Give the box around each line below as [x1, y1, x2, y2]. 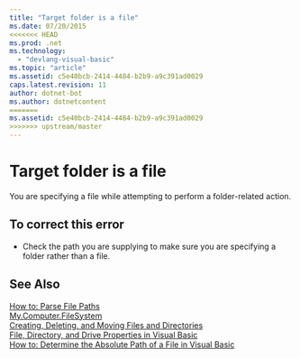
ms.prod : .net [9, 38, 63, 48]
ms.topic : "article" [9, 64, 87, 73]
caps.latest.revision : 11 [9, 80, 106, 89]
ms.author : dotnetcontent [9, 96, 106, 106]
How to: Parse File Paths [9, 300, 101, 311]
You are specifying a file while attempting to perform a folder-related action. [9, 190, 292, 201]
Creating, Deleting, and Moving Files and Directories [9, 319, 204, 330]
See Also [9, 277, 60, 292]
